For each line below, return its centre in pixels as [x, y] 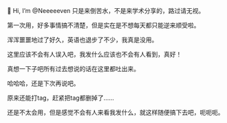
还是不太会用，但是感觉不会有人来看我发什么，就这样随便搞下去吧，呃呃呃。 [116, 112]
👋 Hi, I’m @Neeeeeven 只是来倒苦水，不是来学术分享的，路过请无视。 [106, 11]
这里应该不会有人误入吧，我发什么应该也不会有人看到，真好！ [95, 54]
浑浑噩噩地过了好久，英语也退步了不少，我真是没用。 [83, 40]
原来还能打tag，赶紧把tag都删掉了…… [61, 98]
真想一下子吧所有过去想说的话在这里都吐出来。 [73, 69]
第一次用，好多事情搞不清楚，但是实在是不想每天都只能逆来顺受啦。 [104, 25]
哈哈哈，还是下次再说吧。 [43, 83]
